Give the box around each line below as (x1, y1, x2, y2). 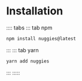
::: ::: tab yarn (6, 46, 39, 53)
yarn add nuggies (6, 58, 50, 64)
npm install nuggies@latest (6, 35, 77, 41)
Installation (6, 4, 63, 18)
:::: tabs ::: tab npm (6, 24, 53, 31)
